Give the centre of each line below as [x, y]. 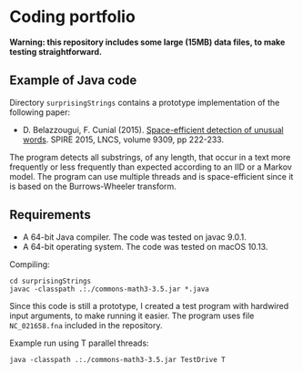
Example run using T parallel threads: [79, 343]
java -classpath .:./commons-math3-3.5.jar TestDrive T [117, 359]
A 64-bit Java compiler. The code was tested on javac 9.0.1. [135, 237]
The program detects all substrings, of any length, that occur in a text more [150, 157]
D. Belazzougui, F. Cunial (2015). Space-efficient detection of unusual [153, 130]
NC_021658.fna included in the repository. [86, 325]
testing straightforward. [56, 51]
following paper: [40, 112]
